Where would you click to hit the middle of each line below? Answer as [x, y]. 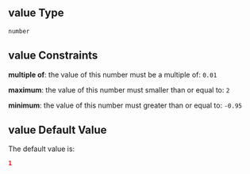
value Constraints [53, 56]
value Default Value [58, 130]
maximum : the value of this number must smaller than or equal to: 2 [119, 89]
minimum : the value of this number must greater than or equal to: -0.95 [125, 105]
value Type [36, 13]
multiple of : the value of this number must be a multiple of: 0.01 [113, 74]
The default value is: [42, 149]
